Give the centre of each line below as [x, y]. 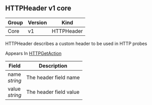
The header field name [53, 77]
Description [53, 66]
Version [37, 22]
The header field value [53, 92]
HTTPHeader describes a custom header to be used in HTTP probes [76, 43]
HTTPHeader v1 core [38, 8]
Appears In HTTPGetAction [33, 53]
